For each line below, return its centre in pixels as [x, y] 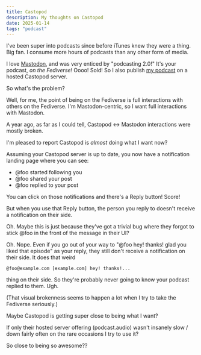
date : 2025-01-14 [28, 23]
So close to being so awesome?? [47, 346]
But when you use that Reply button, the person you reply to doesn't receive [101, 209]
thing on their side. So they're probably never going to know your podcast [98, 280]
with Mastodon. [26, 113]
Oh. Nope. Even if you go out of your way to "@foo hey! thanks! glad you [96, 245]
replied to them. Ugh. [32, 286]
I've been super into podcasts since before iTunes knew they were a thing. [99, 46]
